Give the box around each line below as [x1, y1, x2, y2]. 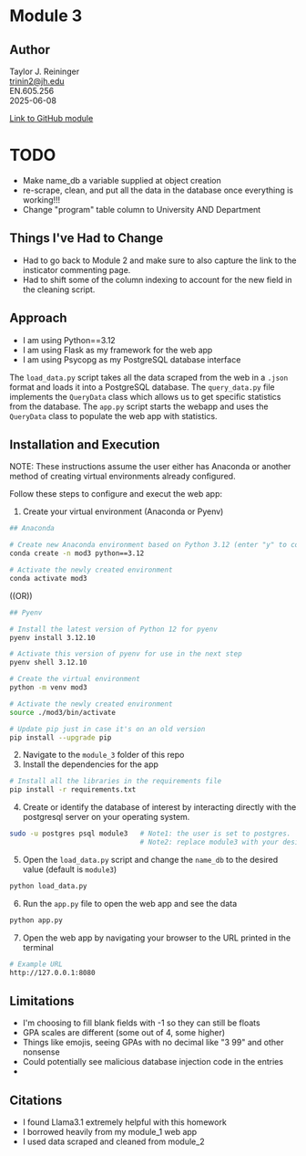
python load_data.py [9, 881, 88, 890]
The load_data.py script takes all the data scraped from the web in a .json [9, 372, 289, 383]
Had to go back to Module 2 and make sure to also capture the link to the [22, 255, 297, 266]
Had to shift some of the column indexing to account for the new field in [22, 274, 292, 285]
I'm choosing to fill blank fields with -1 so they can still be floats [22, 1017, 261, 1028]
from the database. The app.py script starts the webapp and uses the [9, 401, 269, 412]
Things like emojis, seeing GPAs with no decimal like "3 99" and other [22, 1037, 284, 1048]
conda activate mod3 [9, 573, 88, 583]
